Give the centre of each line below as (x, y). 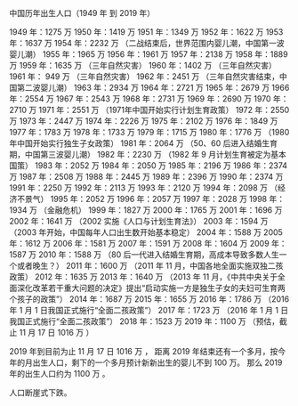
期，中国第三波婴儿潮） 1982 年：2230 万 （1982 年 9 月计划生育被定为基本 (148, 154)
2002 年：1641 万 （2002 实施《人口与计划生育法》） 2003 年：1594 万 (139, 221)
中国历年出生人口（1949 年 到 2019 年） (82, 13)
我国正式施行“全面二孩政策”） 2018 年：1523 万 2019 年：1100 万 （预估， (145, 321)
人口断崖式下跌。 (40, 393)
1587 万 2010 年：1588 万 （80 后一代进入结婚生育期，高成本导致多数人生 (144, 255)
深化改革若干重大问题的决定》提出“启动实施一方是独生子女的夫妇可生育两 (151, 288)
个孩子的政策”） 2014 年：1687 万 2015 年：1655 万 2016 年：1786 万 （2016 (149, 299)
